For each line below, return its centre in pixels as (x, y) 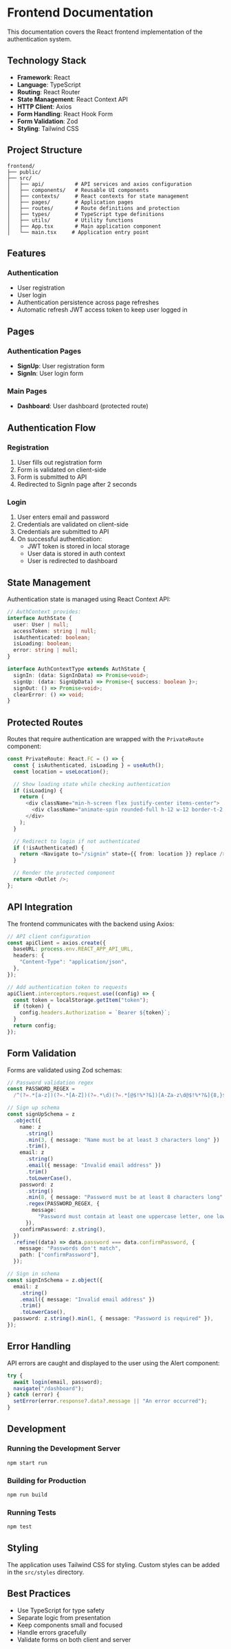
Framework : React (44, 77)
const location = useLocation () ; (61, 772)
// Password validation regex (51, 1083)
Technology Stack (47, 61)
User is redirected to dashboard (73, 561)
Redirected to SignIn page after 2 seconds (77, 484)
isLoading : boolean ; (43, 644)
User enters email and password (63, 517)
